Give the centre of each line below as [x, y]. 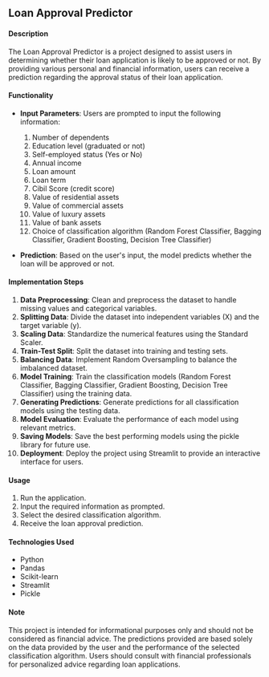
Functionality [31, 95]
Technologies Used [41, 541]
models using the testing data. [70, 411]
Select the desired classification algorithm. [90, 515]
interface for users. [52, 462]
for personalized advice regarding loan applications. [94, 664]
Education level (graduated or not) [89, 146]
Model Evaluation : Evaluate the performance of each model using [129, 419]
